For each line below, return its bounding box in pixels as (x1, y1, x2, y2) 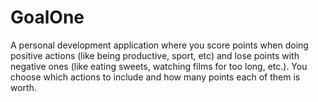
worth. (10, 81, 37, 93)
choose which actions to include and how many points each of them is (10, 71, 301, 83)
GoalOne (10, 6, 85, 29)
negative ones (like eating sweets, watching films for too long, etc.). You (10, 60, 308, 72)
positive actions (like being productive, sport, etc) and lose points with (10, 49, 300, 61)
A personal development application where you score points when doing (10, 39, 309, 51)
